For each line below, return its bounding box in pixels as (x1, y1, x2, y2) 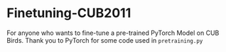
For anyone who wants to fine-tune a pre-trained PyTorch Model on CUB (6, 28, 220, 37)
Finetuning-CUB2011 (6, 5, 131, 21)
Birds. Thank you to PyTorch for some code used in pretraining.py (6, 36, 203, 44)
